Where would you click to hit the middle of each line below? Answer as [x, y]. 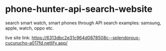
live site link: [18, 38]
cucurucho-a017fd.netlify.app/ [36, 43]
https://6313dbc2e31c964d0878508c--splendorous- [86, 38]
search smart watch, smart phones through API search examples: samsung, [83, 23]
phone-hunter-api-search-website [79, 9]
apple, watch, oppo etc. [29, 28]
